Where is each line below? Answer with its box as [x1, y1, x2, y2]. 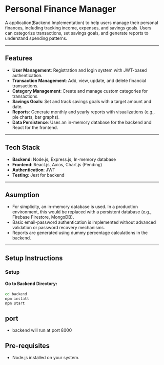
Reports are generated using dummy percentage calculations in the [12, 230, 148, 236]
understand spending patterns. [5, 35, 67, 41]
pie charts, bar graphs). [12, 114, 60, 120]
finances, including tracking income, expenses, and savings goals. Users [5, 25, 152, 30]
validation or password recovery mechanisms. [12, 225, 105, 231]
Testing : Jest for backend [12, 172, 65, 178]
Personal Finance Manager [5, 3, 116, 15]
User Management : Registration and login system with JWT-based [12, 67, 147, 73]
